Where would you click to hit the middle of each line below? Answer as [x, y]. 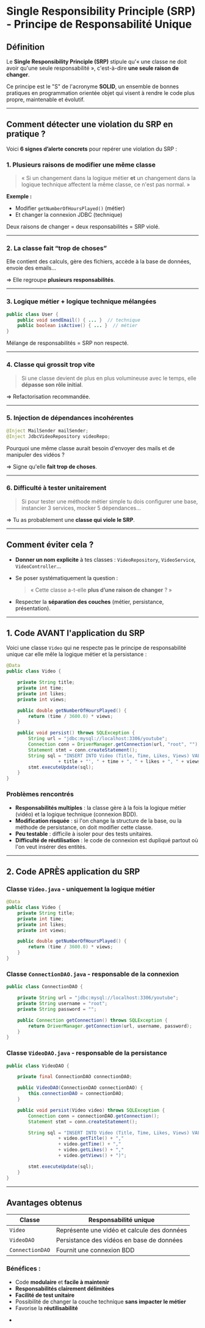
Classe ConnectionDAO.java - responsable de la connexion [93, 974]
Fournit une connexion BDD [95, 1250]
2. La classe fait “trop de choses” [57, 248]
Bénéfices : [23, 1269]
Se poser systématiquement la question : [67, 578]
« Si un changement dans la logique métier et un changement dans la [109, 178]
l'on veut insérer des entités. [51, 847]
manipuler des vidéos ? [36, 455]
